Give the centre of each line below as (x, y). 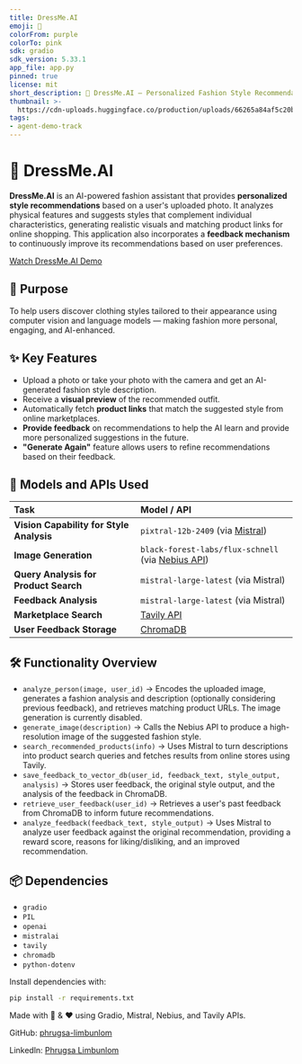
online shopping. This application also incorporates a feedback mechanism (150, 234)
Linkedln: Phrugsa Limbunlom (64, 1050)
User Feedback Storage (65, 630)
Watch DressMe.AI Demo (56, 261)
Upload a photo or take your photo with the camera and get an (138, 380)
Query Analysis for (55, 575)
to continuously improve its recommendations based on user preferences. (146, 243)
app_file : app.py (42, 68)
